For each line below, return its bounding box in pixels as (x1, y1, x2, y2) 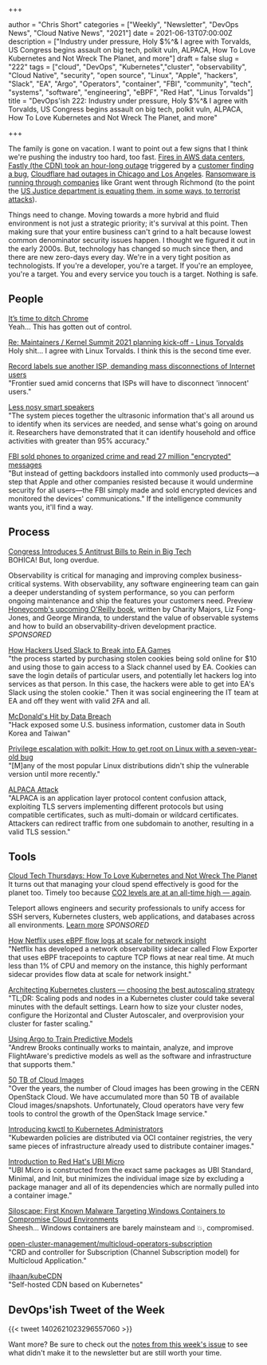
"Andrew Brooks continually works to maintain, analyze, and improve (8, 1043, 234, 1053)
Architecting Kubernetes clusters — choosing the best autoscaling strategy (8, 985, 255, 994)
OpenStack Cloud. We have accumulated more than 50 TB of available (8, 1092, 240, 1102)
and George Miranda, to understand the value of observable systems (32, 613, 259, 622)
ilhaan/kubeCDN (8, 1272, 62, 1281)
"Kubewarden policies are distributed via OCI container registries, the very (8, 1133, 253, 1143)
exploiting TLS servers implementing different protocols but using (8, 802, 224, 811)
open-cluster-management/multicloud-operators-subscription (8, 1239, 213, 1249)
